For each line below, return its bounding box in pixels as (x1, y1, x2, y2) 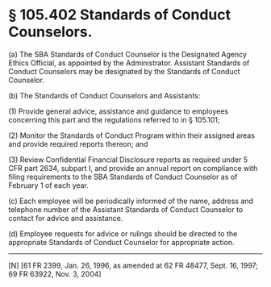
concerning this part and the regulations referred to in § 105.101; (8, 114, 220, 124)
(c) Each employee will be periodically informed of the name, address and (8, 196, 254, 206)
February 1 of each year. (8, 180, 89, 190)
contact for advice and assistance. (8, 213, 123, 223)
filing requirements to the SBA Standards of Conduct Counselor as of (8, 172, 238, 181)
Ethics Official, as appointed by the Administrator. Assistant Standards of (8, 58, 250, 68)
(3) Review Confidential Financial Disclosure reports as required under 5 (8, 155, 248, 164)
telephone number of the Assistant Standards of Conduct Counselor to (8, 204, 244, 214)
